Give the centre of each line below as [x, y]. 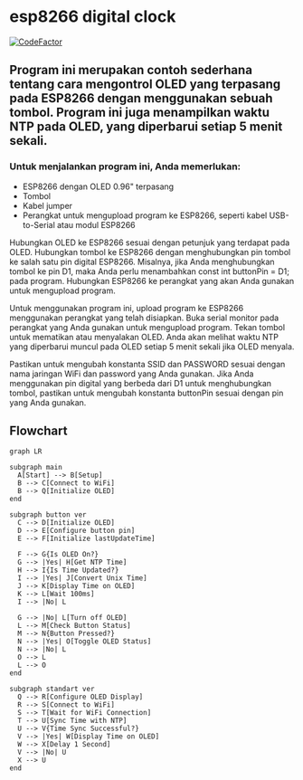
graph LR [26, 452]
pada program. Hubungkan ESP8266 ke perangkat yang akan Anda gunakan [152, 281]
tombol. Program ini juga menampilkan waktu [139, 113]
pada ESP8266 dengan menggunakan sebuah [141, 98]
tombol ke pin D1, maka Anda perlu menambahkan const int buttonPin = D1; [150, 271]
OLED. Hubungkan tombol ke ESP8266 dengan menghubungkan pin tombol [150, 252]
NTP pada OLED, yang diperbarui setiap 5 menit [146, 127]
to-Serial [39, 224]
